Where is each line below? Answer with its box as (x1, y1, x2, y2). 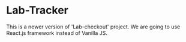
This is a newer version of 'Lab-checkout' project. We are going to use (6, 23, 181, 30)
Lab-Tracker (6, 4, 69, 17)
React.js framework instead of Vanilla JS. (6, 29, 108, 36)
